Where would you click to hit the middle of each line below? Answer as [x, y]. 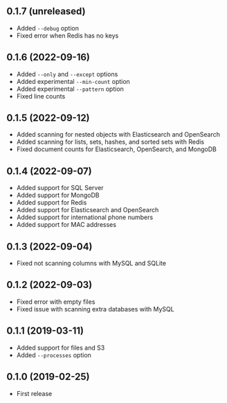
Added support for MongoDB [58, 195]
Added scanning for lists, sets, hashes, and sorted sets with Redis [110, 142]
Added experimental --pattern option [70, 89]
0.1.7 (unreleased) [46, 11]
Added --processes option [54, 355]
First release [34, 393]
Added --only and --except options [67, 74]
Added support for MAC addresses [66, 225]
